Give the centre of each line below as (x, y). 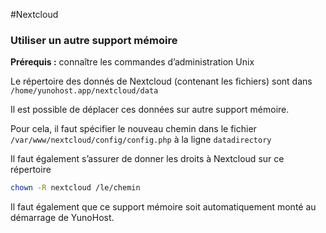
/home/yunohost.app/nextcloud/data (84, 91)
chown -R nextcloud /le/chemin (75, 188)
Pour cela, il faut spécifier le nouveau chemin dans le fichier (133, 129)
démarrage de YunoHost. (62, 218)
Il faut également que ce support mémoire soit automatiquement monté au (163, 207)
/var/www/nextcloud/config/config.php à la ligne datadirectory (141, 140)
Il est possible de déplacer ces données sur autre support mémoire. (150, 110)
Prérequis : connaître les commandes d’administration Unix (132, 62)
